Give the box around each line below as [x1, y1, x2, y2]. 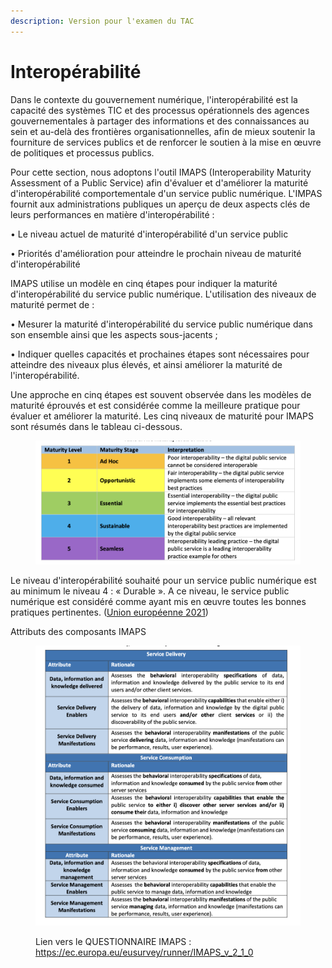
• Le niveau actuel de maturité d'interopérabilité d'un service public [10, 228, 289, 240]
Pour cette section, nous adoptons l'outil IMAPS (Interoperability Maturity [10, 166, 312, 178]
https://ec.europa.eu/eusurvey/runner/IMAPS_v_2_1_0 [35, 946, 254, 959]
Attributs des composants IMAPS [10, 626, 147, 638]
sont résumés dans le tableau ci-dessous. [10, 420, 183, 432]
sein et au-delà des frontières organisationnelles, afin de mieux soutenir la [10, 125, 316, 137]
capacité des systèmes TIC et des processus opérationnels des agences [10, 104, 310, 116]
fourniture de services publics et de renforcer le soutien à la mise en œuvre [10, 136, 322, 148]
